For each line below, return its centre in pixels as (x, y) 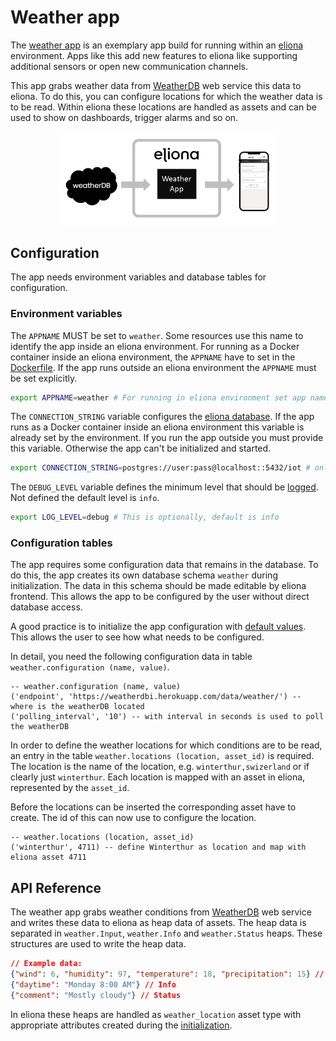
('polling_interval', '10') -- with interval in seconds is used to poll (167, 717)
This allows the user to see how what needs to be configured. (137, 637)
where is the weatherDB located (77, 707)
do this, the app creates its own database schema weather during (144, 575)
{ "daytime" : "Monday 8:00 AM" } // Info (93, 985)
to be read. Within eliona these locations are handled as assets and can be (163, 107)
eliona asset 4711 (48, 857)
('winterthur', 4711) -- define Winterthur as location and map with (158, 847)
